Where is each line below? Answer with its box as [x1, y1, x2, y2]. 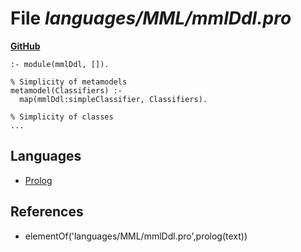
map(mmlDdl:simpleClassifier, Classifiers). [19, 94, 208, 104]
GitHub [10, 40, 41, 52]
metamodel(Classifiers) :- [10, 85, 123, 96]
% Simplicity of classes [10, 112, 114, 122]
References [10, 203, 84, 221]
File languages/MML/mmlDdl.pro [10, 7, 292, 30]
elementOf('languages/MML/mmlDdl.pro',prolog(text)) [24, 230, 248, 242]
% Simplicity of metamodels [10, 77, 128, 87]
